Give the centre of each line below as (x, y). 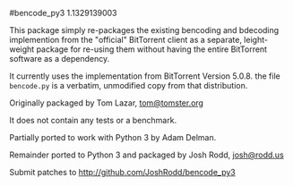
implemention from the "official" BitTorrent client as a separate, (125, 40)
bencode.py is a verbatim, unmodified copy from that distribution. (129, 85)
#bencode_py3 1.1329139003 (64, 13)
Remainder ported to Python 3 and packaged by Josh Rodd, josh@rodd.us (146, 155)
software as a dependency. (60, 59)
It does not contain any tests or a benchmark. (93, 120)
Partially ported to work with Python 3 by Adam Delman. (113, 137)
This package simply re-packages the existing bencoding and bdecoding (144, 30)
